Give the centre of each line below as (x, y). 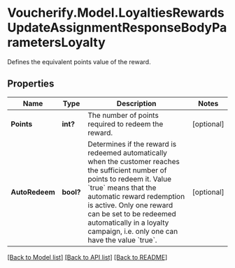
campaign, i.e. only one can (133, 231)
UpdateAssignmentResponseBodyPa (117, 28)
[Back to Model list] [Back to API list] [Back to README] (87, 257)
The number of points (123, 115)
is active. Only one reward (130, 205)
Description (136, 103)
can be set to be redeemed (132, 214)
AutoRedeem (33, 192)
